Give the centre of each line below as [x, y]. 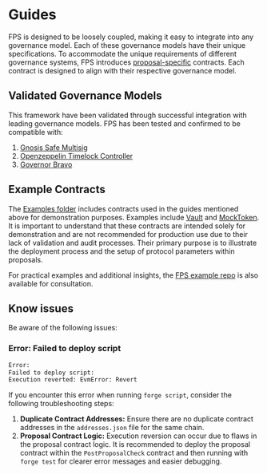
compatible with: [36, 132]
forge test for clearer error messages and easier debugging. [121, 461]
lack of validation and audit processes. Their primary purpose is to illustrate [133, 243]
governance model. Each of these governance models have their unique [127, 45]
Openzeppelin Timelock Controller [76, 156]
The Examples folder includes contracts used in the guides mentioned [124, 208]
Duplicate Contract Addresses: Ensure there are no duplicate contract [137, 419]
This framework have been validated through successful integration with [128, 115]
